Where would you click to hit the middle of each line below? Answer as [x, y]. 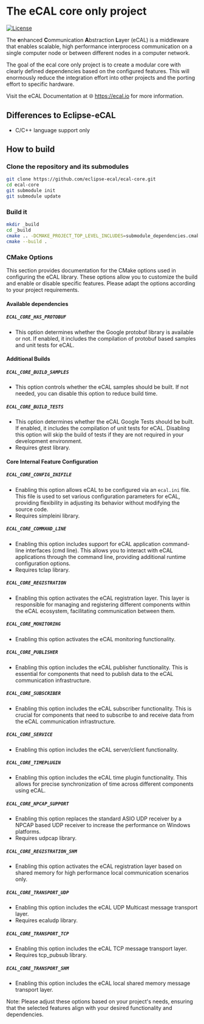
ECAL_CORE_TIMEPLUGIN [34, 763]
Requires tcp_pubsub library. [51, 955]
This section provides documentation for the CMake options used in [91, 271]
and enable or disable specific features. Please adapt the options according [101, 283]
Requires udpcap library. [46, 838]
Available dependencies [37, 304]
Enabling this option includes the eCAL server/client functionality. [97, 749]
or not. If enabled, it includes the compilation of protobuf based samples [105, 338]
